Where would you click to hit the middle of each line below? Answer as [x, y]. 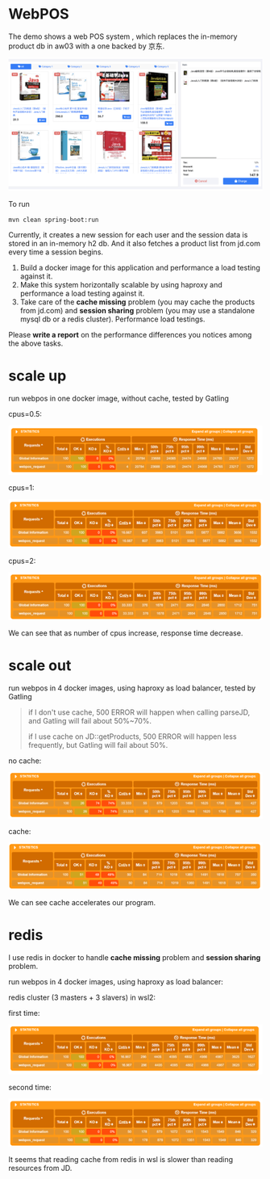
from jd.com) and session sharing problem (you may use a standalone [137, 311]
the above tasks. [36, 343]
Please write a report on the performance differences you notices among [130, 335]
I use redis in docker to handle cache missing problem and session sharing [135, 957]
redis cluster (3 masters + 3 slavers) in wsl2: [82, 997]
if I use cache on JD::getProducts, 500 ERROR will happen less [132, 736]
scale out [40, 665]
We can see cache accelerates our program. [82, 903]
